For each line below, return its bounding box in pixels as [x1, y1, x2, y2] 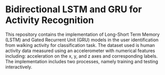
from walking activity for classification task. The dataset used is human [5, 42, 155, 48]
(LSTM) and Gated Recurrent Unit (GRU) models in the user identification [5, 37, 159, 43]
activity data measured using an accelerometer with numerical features [5, 47, 155, 54]
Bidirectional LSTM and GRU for [5, 4, 142, 15]
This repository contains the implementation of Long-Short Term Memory [5, 31, 160, 37]
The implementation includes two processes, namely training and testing [5, 58, 158, 64]
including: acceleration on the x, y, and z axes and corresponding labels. [5, 53, 158, 59]
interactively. [5, 64, 32, 70]
